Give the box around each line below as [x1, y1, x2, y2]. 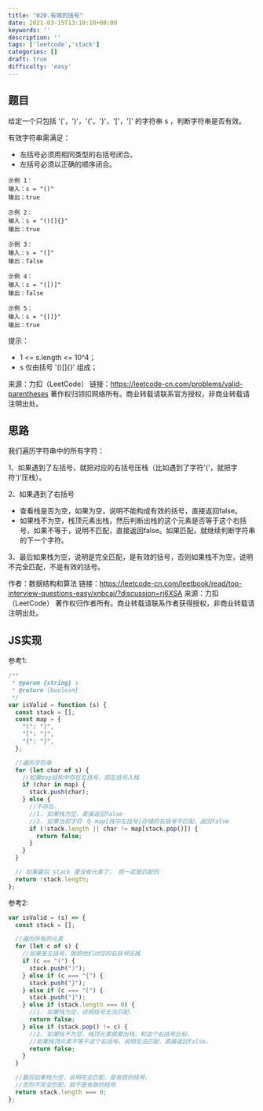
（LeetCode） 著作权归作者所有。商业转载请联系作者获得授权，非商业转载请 [8, 598, 255, 608]
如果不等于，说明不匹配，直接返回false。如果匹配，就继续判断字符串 [33, 526, 256, 535]
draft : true [8, 56, 47, 64]
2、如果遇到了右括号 [8, 489, 75, 499]
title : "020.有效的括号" [8, 11, 84, 20]
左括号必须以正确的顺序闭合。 [19, 159, 116, 169]
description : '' [8, 33, 61, 42]
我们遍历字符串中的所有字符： [8, 446, 104, 456]
